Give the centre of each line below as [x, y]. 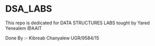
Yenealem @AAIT [24, 28]
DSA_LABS [29, 9]
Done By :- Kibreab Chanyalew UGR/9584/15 [52, 38]
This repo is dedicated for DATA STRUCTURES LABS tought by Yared [77, 23]
